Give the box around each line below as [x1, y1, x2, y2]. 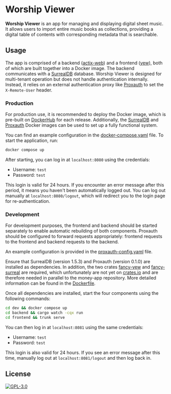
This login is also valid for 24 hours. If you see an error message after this [5, 349, 160, 356]
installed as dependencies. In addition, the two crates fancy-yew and [5, 264, 151, 270]
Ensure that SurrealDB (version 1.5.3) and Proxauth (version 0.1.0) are [5, 259, 151, 265]
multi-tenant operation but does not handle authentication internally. [5, 76, 149, 82]
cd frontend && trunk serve [5, 315, 65, 320]
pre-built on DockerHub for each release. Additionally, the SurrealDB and [5, 117, 159, 123]
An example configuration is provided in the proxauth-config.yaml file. [5, 249, 153, 255]
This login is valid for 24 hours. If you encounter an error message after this [5, 181, 164, 188]
